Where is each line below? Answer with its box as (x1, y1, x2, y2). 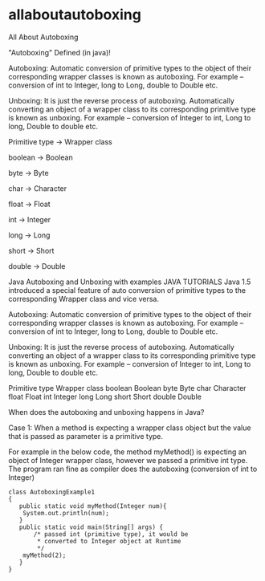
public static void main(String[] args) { (18, 523, 163, 531)
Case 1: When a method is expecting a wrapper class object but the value (8, 423, 251, 433)
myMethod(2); (22, 551, 67, 559)
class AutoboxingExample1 (8, 488, 95, 496)
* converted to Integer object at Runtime (37, 537, 181, 545)
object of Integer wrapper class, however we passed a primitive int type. (8, 455, 248, 465)
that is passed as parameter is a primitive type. (8, 431, 163, 441)
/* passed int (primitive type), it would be (33, 530, 189, 538)
